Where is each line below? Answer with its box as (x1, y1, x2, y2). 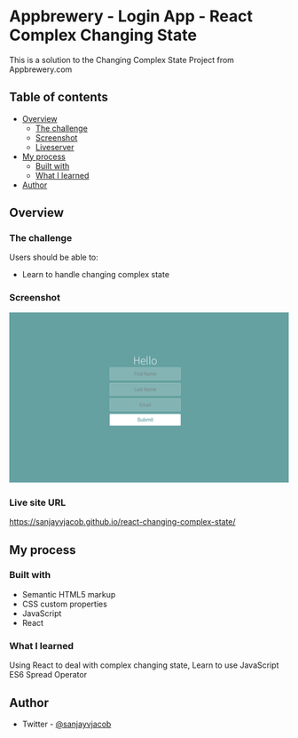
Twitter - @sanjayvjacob (21, 718, 112, 729)
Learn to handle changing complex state (21, 269, 170, 280)
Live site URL (9, 496, 67, 509)
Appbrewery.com (9, 64, 73, 75)
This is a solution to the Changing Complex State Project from (9, 54, 235, 65)
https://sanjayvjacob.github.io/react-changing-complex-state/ (9, 517, 237, 527)
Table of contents (9, 90, 108, 105)
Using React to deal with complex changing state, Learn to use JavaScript (9, 660, 279, 670)
